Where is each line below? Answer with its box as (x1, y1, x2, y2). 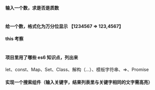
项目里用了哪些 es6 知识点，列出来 (5, 54, 78, 61)
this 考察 (5, 36, 24, 42)
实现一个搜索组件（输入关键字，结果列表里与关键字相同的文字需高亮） (5, 79, 153, 85)
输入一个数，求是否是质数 (5, 5, 59, 11)
